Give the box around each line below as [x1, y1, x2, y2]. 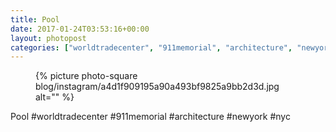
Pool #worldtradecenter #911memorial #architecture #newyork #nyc [10, 111, 291, 123]
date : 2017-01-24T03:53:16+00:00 [10, 24, 150, 34]
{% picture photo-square [35, 70, 138, 82]
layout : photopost [10, 33, 87, 43]
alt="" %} [35, 91, 75, 103]
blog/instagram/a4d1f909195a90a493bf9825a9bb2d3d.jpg [35, 81, 280, 93]
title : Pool [10, 14, 60, 25]
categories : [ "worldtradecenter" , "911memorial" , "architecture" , [10, 42, 293, 53]
